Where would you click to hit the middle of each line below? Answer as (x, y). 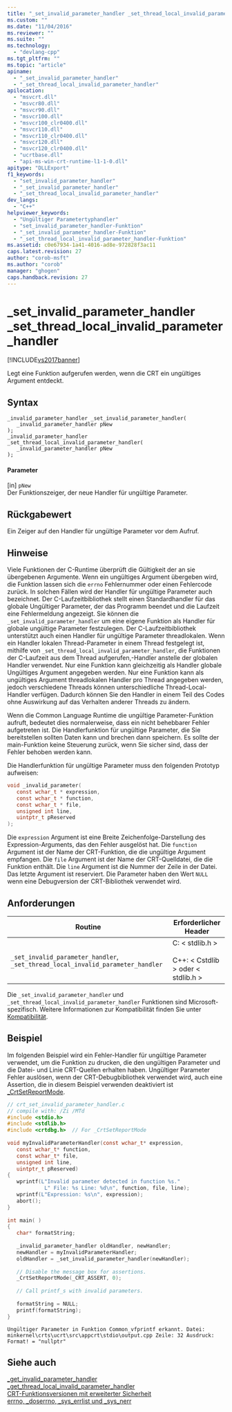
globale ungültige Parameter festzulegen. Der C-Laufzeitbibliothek (102, 629)
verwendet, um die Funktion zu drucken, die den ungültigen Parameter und (114, 1062)
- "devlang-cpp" (37, 53)
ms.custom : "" (28, 20)
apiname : (20, 71)
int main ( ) (24, 1220)
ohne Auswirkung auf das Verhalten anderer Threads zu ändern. (99, 702)
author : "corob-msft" (38, 258)
